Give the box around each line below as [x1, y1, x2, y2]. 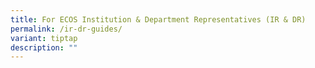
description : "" [10, 42, 78, 53]
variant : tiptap [10, 33, 78, 43]
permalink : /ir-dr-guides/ [10, 24, 123, 34]
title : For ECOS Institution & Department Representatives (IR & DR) [10, 14, 307, 25]
